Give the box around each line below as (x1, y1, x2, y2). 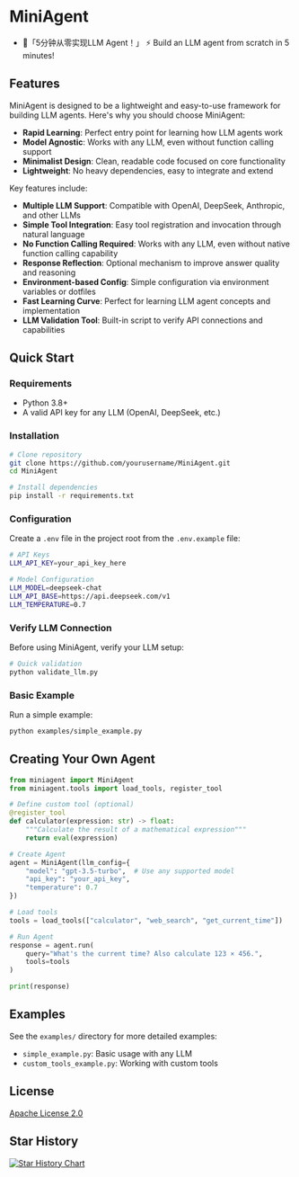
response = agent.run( (9, 941, 94, 950)
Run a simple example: (9, 709, 93, 720)
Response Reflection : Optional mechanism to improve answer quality (22, 257, 280, 268)
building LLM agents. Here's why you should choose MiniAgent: (9, 110, 245, 120)
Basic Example (9, 689, 75, 701)
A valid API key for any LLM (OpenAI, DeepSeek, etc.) (22, 407, 222, 418)
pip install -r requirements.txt (9, 492, 135, 501)
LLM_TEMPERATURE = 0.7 (9, 600, 87, 609)
